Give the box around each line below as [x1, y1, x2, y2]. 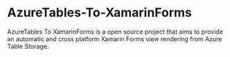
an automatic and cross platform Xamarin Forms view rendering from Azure [7, 34, 222, 43]
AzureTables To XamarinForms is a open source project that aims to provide [7, 27, 224, 36]
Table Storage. [7, 42, 49, 50]
